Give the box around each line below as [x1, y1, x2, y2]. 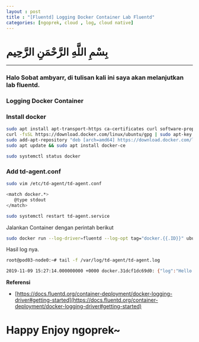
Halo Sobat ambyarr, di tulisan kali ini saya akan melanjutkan [6, 73, 184, 82]
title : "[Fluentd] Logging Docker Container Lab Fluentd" [6, 14, 155, 20]
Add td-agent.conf [6, 167, 61, 175]
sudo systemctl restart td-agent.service [6, 213, 110, 219]
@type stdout [14, 196, 46, 203]
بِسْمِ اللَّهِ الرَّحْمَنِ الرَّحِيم [6, 45, 108, 59]
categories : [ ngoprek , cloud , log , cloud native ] [6, 20, 134, 25]
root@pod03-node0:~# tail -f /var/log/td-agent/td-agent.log [6, 257, 161, 263]
